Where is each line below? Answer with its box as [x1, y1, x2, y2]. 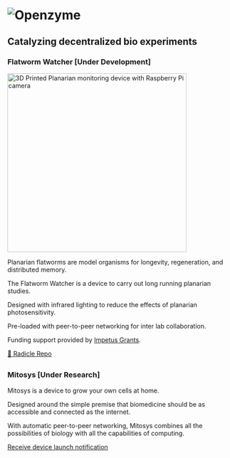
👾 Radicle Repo [7, 349, 52, 358]
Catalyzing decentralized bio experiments [7, 36, 198, 48]
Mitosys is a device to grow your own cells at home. [7, 386, 160, 395]
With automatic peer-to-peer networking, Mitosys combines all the [7, 421, 203, 430]
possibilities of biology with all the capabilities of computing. [7, 429, 185, 437]
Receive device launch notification [7, 442, 108, 451]
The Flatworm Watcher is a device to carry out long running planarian [7, 279, 211, 287]
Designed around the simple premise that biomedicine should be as [7, 400, 205, 408]
